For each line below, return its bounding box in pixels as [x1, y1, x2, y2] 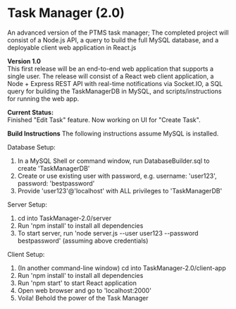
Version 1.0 [7, 56, 41, 65]
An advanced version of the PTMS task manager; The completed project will [7, 28, 229, 37]
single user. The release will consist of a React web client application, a [7, 72, 214, 80]
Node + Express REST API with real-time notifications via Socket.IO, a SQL [7, 79, 223, 87]
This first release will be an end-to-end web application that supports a [7, 64, 213, 73]
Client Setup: [7, 250, 45, 258]
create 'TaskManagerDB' [17, 164, 90, 172]
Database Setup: [7, 143, 56, 151]
